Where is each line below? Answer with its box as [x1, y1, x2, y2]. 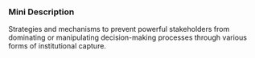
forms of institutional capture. [8, 41, 107, 51]
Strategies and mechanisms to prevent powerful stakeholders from [8, 25, 230, 34]
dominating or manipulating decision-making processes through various [8, 33, 248, 42]
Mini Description [8, 6, 75, 17]
